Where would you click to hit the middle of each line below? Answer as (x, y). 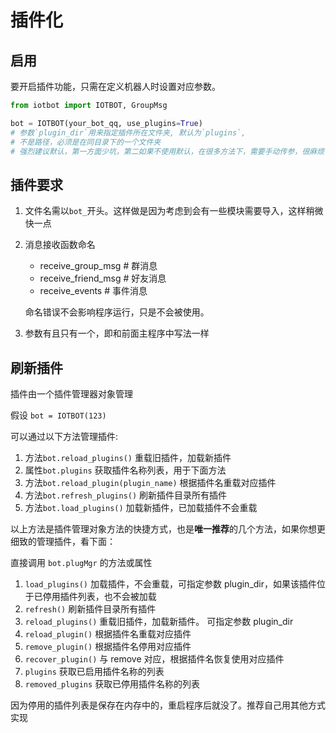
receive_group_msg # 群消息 (98, 266)
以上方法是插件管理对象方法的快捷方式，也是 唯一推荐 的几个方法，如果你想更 (168, 529)
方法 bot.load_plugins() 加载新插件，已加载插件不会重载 (141, 507)
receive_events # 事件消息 (93, 291)
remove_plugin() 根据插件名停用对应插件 (108, 646)
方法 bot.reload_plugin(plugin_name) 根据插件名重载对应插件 (150, 482)
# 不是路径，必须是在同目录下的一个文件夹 (86, 142)
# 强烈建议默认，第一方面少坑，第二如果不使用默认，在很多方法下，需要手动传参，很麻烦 (167, 151)
